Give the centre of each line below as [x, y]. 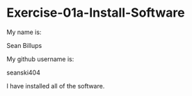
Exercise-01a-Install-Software [96, 13]
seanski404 [24, 72]
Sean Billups [24, 45]
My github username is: [40, 59]
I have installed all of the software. [56, 86]
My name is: [24, 32]
